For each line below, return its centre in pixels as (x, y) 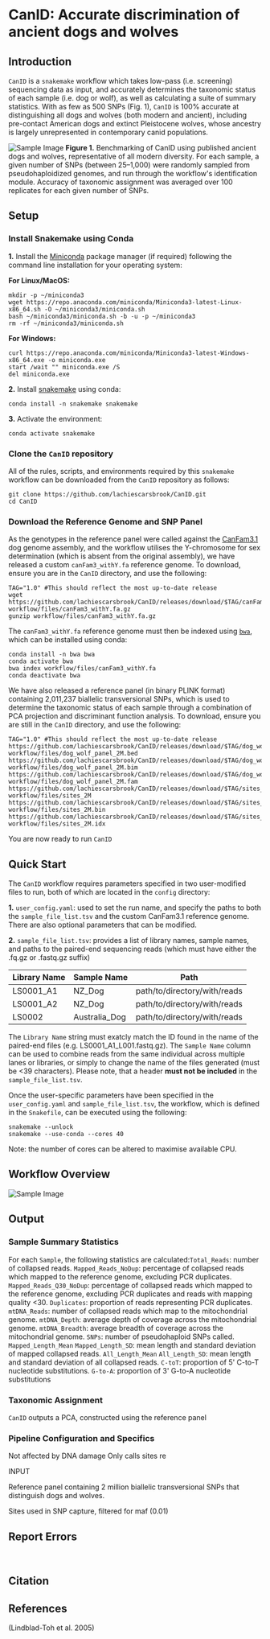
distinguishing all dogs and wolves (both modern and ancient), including (128, 115)
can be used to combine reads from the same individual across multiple (127, 1054)
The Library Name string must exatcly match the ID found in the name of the (133, 1037)
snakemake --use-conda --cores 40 (66, 1135)
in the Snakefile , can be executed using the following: (98, 1113)
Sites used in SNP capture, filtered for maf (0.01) (88, 1511)
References (38, 1608)
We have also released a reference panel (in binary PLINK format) (117, 690)
